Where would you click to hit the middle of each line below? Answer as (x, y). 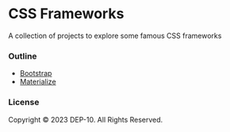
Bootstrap (36, 74)
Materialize (38, 82)
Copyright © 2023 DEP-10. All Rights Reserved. (86, 119)
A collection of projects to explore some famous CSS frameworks (115, 36)
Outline (23, 56)
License (24, 102)
